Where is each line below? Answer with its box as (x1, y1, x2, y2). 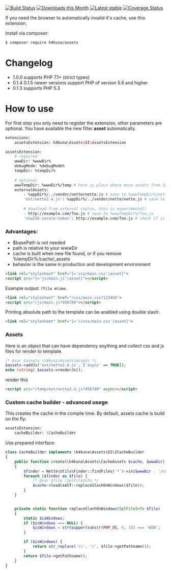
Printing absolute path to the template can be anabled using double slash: (5, 309, 160, 315)
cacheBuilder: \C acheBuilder (14, 430, 76, 436)
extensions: (5, 135, 31, 140)
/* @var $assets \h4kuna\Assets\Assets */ (5, 358, 97, 363)
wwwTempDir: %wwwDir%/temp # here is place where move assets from (14, 182, 160, 188)
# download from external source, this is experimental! (23, 206, 147, 211)
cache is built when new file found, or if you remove (12, 250, 122, 256)
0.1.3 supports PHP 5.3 (12, 85, 60, 91)
